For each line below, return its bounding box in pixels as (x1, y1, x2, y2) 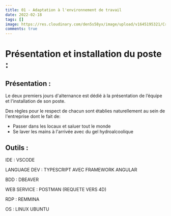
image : (5, 21, 19, 27)
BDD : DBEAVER (5, 176, 39, 182)
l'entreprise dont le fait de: (5, 113, 61, 119)
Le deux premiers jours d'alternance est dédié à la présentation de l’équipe (5, 92, 162, 99)
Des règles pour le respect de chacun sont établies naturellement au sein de (5, 108, 165, 114)
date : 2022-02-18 (5, 12, 42, 17)
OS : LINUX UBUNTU (5, 206, 49, 212)
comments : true (5, 26, 38, 32)
